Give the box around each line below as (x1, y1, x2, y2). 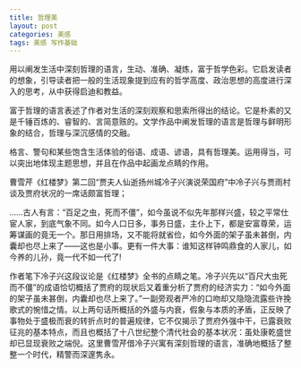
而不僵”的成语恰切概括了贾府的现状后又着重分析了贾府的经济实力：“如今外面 (9, 282, 291, 293)
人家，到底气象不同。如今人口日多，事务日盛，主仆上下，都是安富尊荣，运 (16, 218, 292, 229)
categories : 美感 (9, 30, 72, 39)
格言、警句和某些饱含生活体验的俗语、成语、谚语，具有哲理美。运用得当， (9, 147, 284, 158)
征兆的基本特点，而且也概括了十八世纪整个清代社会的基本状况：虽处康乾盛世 (9, 327, 292, 338)
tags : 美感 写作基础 (9, 38, 78, 47)
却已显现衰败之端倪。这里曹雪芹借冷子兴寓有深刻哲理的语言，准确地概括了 (9, 338, 284, 349)
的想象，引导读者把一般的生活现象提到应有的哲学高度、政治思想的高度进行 (9, 75, 284, 86)
